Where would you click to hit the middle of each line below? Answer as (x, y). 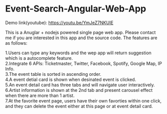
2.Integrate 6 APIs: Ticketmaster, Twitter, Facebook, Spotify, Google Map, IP (83, 63)
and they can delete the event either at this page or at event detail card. (79, 106)
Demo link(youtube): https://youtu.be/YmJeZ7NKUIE (59, 23)
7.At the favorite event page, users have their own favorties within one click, (83, 100)
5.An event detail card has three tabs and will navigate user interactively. (80, 85)
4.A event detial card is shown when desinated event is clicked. (71, 79)
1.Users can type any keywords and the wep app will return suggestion (78, 53)
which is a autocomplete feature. (39, 58)
